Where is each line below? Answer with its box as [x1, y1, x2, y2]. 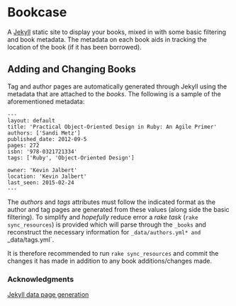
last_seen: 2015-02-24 [7, 178, 74, 186]
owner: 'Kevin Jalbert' [7, 166, 78, 174]
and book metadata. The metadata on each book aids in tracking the [7, 35, 208, 43]
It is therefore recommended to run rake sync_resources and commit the [7, 249, 219, 257]
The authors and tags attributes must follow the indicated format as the [7, 198, 216, 206]
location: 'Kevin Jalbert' [7, 173, 87, 180]
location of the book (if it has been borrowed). [7, 42, 142, 51]
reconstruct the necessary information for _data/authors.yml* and [7, 227, 201, 236]
